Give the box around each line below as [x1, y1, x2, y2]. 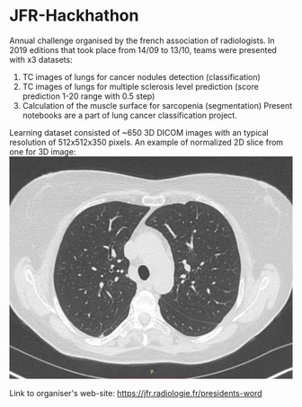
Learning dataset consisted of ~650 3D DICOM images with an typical [9, 127, 269, 137]
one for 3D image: [9, 146, 76, 157]
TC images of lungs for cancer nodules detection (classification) [22, 71, 261, 82]
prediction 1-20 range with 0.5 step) [22, 91, 155, 102]
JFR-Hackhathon [9, 5, 139, 26]
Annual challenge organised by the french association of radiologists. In [9, 35, 276, 46]
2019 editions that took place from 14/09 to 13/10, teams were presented [9, 44, 277, 55]
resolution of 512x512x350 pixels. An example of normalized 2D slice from [9, 137, 284, 147]
